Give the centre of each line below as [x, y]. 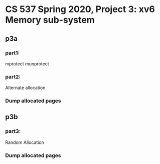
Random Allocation [25, 142]
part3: [13, 131]
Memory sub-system [50, 20]
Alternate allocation [25, 88]
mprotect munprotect [27, 63]
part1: [13, 53]
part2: [13, 76]
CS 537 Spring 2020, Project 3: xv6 [80, 9]
